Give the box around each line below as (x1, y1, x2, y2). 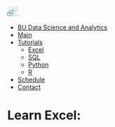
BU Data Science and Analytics (17, 23, 107, 32)
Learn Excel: (7, 107, 81, 123)
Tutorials (17, 38, 43, 47)
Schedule (17, 76, 46, 84)
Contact (17, 83, 41, 91)
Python (27, 60, 49, 69)
